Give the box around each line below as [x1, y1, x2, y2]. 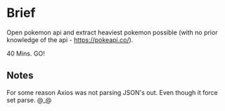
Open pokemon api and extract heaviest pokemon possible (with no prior [6, 28, 218, 37]
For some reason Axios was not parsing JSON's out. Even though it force [6, 88, 219, 96]
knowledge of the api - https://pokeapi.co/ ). [6, 35, 134, 44]
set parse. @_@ [6, 96, 52, 104]
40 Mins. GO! [6, 49, 45, 58]
